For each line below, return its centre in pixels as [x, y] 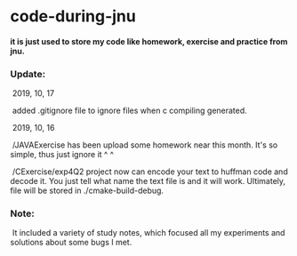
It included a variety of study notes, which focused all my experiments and [148, 233]
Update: [28, 74]
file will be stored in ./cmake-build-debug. [87, 191]
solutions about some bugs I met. [71, 243]
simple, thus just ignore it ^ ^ [62, 155]
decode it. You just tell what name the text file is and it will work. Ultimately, [148, 181]
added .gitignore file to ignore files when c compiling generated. [129, 111]
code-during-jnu [73, 16]
